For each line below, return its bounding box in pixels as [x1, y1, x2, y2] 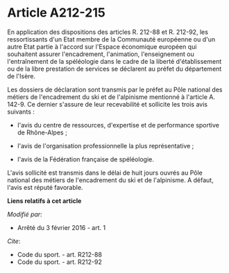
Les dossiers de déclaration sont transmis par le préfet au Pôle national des [7, 85, 223, 94]
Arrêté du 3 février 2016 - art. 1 [17, 223, 106, 231]
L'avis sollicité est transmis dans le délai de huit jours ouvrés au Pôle [7, 168, 203, 177]
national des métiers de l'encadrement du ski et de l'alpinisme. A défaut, [7, 175, 214, 184]
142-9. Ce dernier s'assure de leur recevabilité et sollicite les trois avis [7, 100, 208, 108]
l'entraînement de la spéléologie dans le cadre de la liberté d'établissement [7, 57, 222, 65]
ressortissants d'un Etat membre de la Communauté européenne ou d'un [7, 35, 216, 43]
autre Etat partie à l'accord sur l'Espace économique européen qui [7, 42, 197, 51]
